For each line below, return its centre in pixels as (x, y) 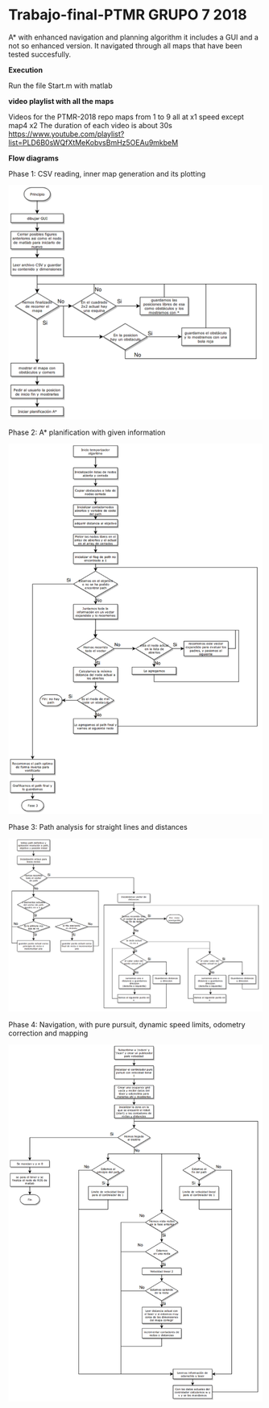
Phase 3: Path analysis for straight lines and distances (98, 827)
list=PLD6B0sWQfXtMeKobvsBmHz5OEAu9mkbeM (93, 142)
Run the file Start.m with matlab (60, 85)
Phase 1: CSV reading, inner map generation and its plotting (107, 173)
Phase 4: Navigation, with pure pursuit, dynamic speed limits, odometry (127, 1024)
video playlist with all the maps (61, 101)
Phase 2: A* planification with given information (87, 432)
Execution (25, 69)
